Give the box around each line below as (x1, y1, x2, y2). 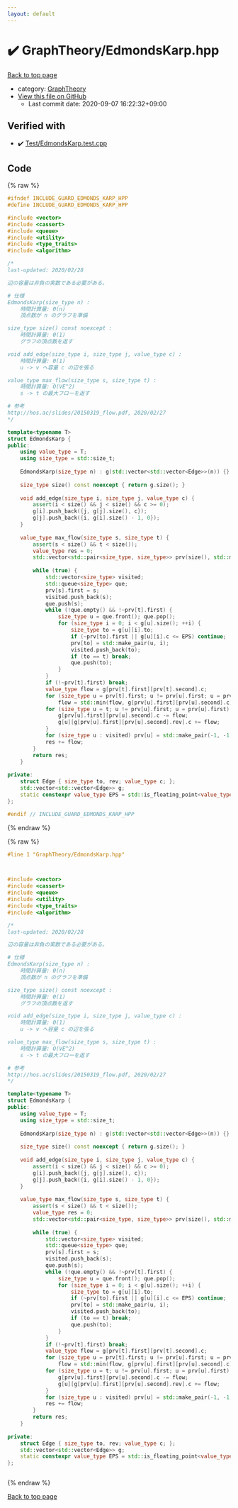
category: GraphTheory (17, 84, 86, 93)
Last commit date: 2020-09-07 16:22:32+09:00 (28, 99, 167, 108)
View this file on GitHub (17, 91, 87, 100)
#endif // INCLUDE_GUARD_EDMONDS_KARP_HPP (7, 810, 135, 817)
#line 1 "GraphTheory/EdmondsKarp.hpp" (7, 851, 125, 858)
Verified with (7, 120, 66, 132)
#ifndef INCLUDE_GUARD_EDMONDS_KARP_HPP (7, 195, 129, 202)
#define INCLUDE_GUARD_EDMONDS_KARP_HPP (7, 201, 129, 209)
